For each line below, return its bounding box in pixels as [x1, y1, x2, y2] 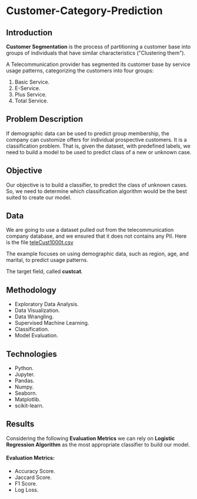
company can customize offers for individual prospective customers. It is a [6, 136, 187, 143]
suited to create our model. [6, 194, 72, 201]
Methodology [6, 285, 57, 295]
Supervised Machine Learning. [14, 320, 89, 327]
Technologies [6, 349, 58, 359]
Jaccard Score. [14, 474, 52, 481]
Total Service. [14, 97, 49, 104]
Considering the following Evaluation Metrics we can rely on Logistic [6, 434, 175, 442]
